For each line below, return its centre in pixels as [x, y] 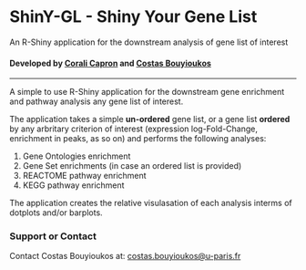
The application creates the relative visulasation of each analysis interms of [151, 203]
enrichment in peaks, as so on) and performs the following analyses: [138, 139]
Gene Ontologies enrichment [76, 156]
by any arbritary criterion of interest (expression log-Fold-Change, [133, 129]
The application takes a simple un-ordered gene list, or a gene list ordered [150, 119]
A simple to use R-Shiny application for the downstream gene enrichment [147, 92]
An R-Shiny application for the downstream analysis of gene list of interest [149, 42]
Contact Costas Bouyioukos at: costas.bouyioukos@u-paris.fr [125, 256]
